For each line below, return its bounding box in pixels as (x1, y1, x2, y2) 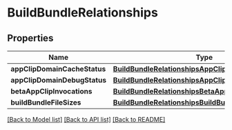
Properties (7, 32, 54, 44)
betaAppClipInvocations (10, 87, 93, 96)
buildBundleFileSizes (10, 98, 81, 107)
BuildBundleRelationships (7, 5, 159, 21)
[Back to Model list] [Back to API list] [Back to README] (7, 116, 166, 123)
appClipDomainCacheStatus (10, 64, 106, 74)
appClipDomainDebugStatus (10, 76, 107, 85)
